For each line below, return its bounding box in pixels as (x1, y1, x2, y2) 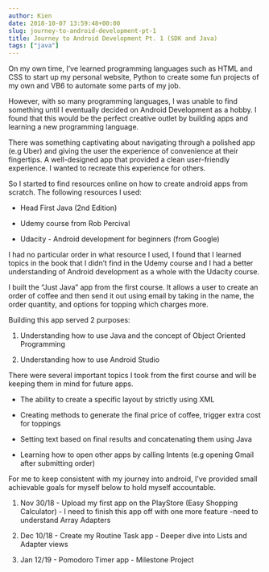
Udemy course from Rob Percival (19, 219, 130, 228)
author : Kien (8, 11, 52, 20)
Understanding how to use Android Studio (19, 355, 159, 364)
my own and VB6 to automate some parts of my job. (8, 81, 181, 91)
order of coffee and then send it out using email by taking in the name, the (8, 291, 255, 301)
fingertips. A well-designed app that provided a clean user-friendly (8, 154, 230, 165)
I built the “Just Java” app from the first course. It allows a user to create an (8, 282, 259, 292)
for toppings (19, 419, 61, 429)
